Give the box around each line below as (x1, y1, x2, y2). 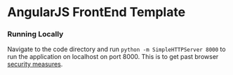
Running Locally (7, 29, 64, 39)
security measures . (7, 60, 63, 69)
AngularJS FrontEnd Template (7, 4, 186, 20)
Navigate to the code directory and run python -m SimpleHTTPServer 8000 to (7, 45, 226, 53)
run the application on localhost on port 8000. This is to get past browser (7, 53, 219, 61)
